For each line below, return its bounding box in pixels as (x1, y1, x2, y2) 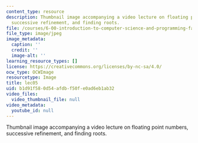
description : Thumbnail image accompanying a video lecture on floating (6, 14, 189, 20)
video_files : (6, 91, 38, 97)
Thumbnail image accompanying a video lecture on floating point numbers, (6, 123, 189, 131)
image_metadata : (6, 36, 46, 42)
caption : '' (11, 42, 41, 48)
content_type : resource (6, 8, 65, 15)
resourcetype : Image (6, 74, 57, 80)
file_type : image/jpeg (6, 31, 62, 37)
